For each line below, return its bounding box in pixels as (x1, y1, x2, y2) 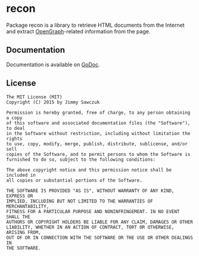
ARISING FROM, (6, 229, 42, 235)
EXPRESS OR (6, 193, 33, 199)
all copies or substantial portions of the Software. (6, 177, 143, 183)
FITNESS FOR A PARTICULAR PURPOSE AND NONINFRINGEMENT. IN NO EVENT (6, 208, 180, 214)
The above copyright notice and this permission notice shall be (6, 167, 172, 173)
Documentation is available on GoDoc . (6, 61, 100, 68)
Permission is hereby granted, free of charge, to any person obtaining (6, 110, 191, 115)
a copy (6, 115, 23, 121)
